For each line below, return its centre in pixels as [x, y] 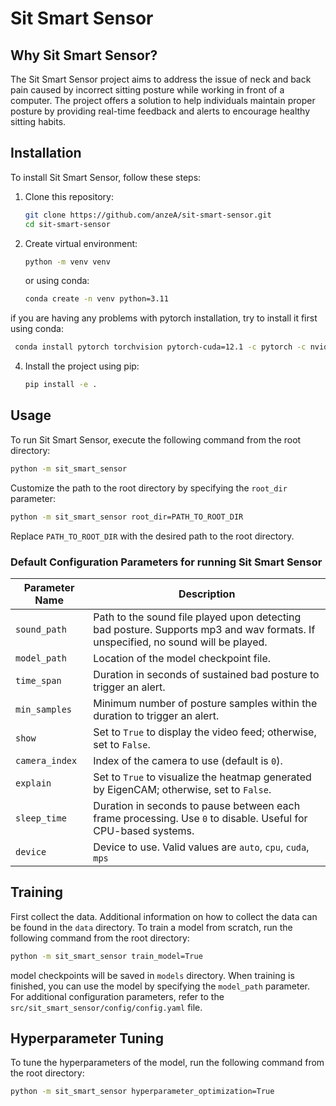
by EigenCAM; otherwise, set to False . [182, 789]
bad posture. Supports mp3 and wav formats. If [204, 629]
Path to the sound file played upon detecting [197, 617]
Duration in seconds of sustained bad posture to [206, 674]
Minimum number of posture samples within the [205, 703]
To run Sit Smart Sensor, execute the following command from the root [156, 439]
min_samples [44, 709]
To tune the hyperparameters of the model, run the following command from [167, 1063]
